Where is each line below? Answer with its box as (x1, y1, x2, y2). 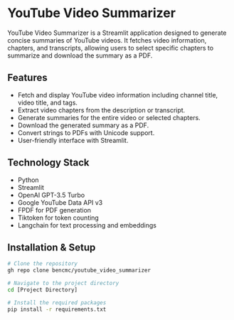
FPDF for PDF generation (17, 206, 91, 214)
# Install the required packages (7, 299, 107, 306)
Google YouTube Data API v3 (17, 198, 103, 207)
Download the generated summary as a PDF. (17, 121, 149, 129)
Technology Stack (7, 156, 90, 169)
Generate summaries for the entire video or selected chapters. (17, 113, 201, 122)
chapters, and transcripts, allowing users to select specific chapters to (7, 43, 214, 52)
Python (17, 176, 39, 184)
